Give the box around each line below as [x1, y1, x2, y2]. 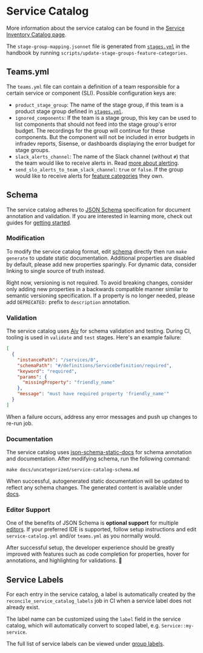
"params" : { [17, 374, 47, 380]
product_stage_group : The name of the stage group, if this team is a [15, 101, 184, 108]
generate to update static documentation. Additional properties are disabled [6, 254, 195, 261]
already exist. [6, 604, 40, 611]
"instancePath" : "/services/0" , [17, 357, 99, 363]
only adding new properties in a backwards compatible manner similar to [6, 285, 188, 292]
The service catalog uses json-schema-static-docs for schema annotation [6, 449, 192, 456]
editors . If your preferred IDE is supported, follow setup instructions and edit [6, 526, 197, 533]
